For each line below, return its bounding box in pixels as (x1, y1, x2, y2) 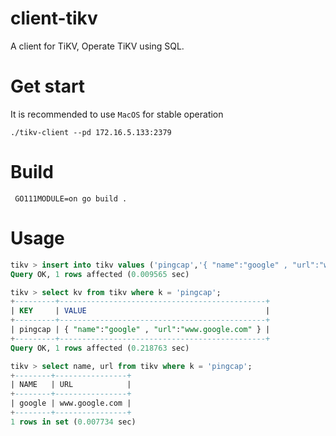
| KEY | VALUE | (10, 306, 271, 316)
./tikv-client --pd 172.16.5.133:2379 (10, 127, 172, 137)
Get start (10, 75, 86, 98)
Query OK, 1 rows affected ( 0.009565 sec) (10, 269, 190, 279)
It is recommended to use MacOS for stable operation (10, 108, 224, 120)
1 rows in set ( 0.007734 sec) (10, 417, 137, 427)
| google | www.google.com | (10, 398, 132, 409)
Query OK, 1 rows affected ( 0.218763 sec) (10, 343, 190, 353)
